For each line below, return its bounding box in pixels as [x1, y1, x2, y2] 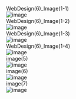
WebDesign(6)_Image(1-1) [6, 5, 70, 12]
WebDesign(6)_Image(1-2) [6, 18, 70, 24]
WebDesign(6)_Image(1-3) [6, 30, 70, 37]
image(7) [6, 80, 28, 87]
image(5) [6, 55, 28, 62]
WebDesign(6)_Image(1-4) [6, 42, 71, 49]
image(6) [6, 68, 28, 74]
